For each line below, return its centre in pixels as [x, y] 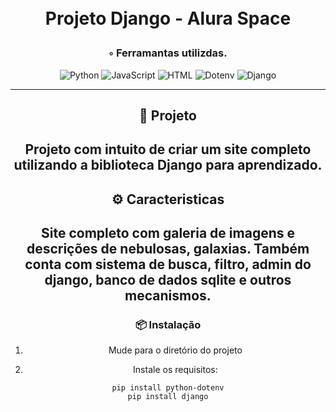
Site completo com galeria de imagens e [168, 233]
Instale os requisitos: [175, 370]
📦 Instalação [168, 325]
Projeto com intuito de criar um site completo [168, 149]
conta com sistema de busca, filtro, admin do [168, 264]
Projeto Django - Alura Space [168, 18]
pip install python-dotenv [168, 388]
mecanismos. [168, 296]
